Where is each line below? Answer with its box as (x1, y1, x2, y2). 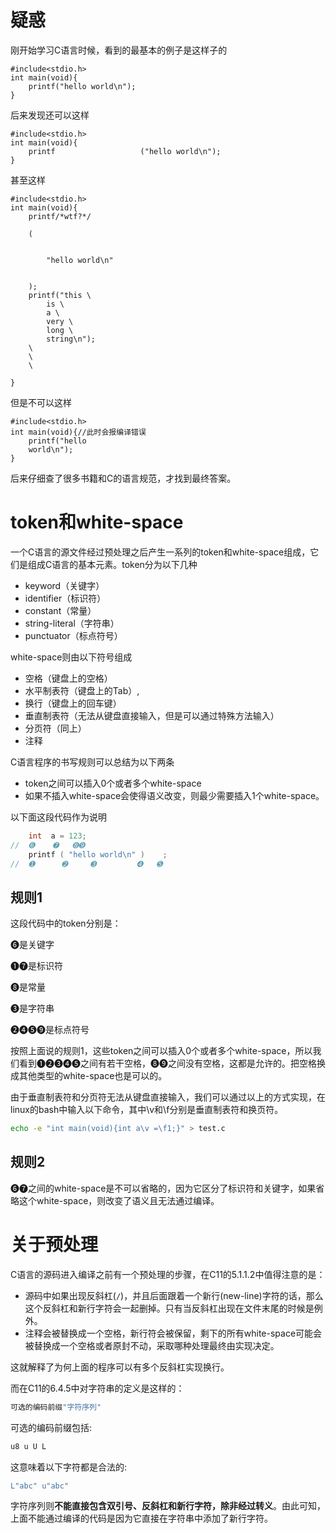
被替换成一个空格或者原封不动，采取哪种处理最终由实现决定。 (24, 1339, 280, 1351)
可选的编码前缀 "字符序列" (10, 1402, 102, 1412)
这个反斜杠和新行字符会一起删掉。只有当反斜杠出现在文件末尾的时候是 (24, 1302, 315, 1314)
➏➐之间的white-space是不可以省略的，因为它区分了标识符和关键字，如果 (10, 1182, 317, 1194)
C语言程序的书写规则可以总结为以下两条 (10, 756, 175, 768)
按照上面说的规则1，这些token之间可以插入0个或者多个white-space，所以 (10, 1045, 313, 1057)
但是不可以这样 (10, 396, 72, 408)
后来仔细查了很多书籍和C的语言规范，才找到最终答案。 (10, 472, 237, 484)
